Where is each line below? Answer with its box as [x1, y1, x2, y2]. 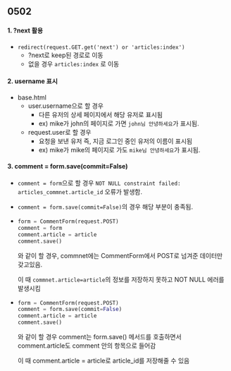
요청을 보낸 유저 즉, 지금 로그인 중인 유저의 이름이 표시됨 [38, 137, 192, 145]
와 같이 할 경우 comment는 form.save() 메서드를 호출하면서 [17, 333, 182, 341]
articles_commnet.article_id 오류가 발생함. [17, 188, 143, 196]
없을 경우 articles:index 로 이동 [27, 59, 120, 68]
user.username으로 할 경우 [27, 102, 104, 110]
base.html [17, 93, 47, 102]
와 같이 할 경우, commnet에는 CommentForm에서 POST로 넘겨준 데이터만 [17, 251, 223, 260]
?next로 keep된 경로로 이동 [27, 51, 104, 59]
